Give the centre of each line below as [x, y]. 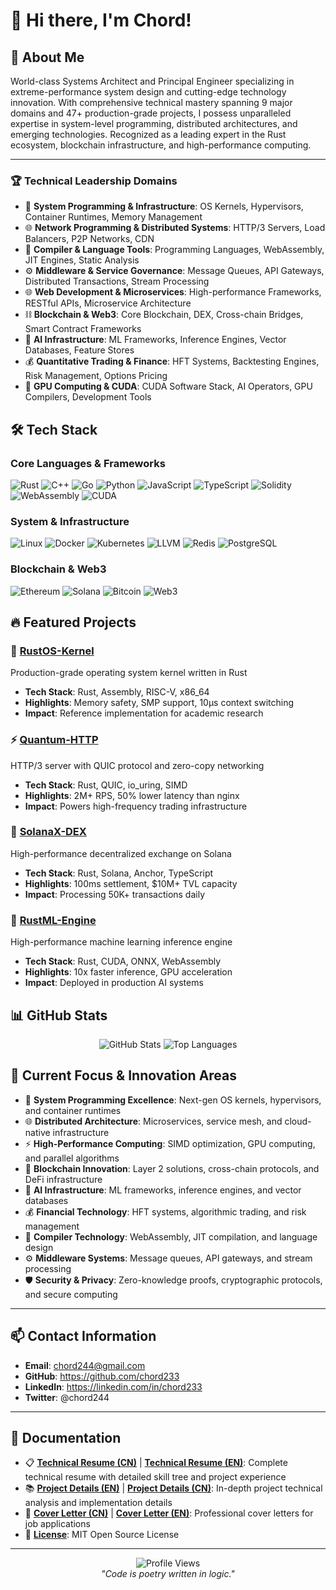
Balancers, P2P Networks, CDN [89, 239]
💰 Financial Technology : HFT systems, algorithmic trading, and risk [165, 1211]
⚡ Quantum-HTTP [54, 740]
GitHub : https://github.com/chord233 [102, 1376]
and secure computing [71, 1294]
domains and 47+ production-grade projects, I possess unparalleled [151, 113]
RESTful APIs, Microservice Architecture [108, 303]
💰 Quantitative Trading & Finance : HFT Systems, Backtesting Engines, [172, 361]
